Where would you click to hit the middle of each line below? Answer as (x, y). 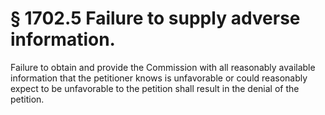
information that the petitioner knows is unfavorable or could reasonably (159, 78)
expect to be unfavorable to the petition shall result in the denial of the (155, 88)
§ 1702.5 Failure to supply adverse (155, 18)
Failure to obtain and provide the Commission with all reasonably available (163, 67)
